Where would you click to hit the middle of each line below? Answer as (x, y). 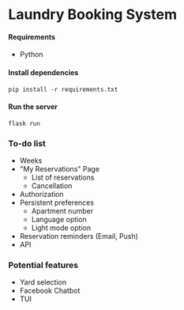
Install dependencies (43, 72)
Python (31, 55)
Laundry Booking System (93, 15)
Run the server (33, 107)
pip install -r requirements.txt (63, 89)
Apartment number (62, 211)
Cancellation (52, 186)
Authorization (42, 195)
